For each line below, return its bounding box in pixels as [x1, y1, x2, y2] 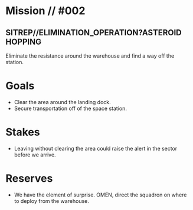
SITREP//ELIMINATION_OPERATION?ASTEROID [5, 28, 182, 38]
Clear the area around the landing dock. [14, 98, 112, 105]
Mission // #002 [5, 4, 86, 18]
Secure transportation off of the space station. [14, 105, 127, 112]
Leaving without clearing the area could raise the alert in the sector [14, 145, 178, 152]
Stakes [5, 125, 40, 139]
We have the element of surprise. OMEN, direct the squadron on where [14, 191, 187, 198]
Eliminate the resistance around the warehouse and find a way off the [5, 52, 175, 59]
